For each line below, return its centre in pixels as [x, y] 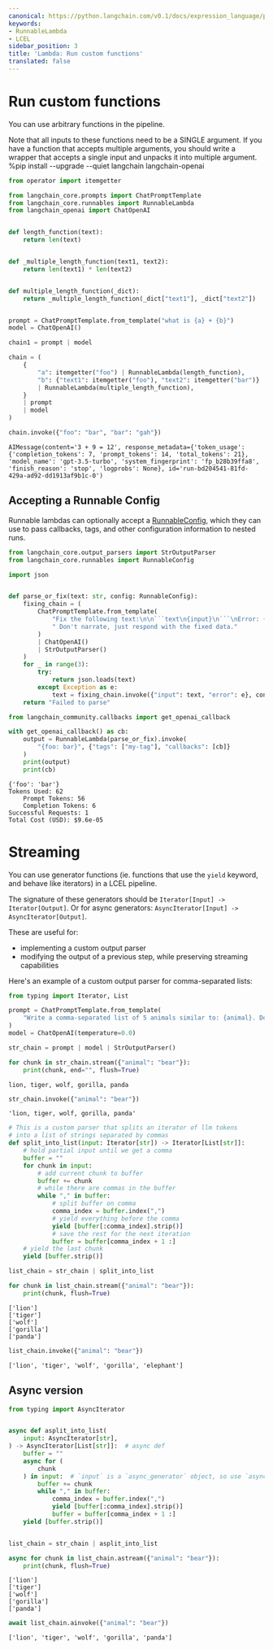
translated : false [39, 62]
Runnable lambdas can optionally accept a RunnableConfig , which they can [135, 520]
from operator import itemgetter [65, 181]
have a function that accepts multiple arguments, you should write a [122, 148]
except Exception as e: [78, 687]
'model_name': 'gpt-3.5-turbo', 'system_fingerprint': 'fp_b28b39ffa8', [134, 461]
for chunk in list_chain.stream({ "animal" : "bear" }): [102, 1286]
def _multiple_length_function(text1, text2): [89, 262]
